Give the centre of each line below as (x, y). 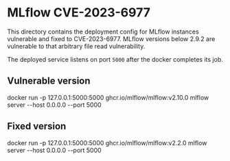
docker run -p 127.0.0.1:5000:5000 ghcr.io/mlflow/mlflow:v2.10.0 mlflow (108, 97)
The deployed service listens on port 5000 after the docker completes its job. (115, 59)
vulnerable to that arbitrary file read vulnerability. (76, 46)
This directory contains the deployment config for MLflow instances (103, 32)
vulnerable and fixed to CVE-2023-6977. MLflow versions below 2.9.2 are (111, 38)
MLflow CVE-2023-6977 (79, 13)
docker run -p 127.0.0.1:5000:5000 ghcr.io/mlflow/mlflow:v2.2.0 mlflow (107, 143)
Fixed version (37, 126)
